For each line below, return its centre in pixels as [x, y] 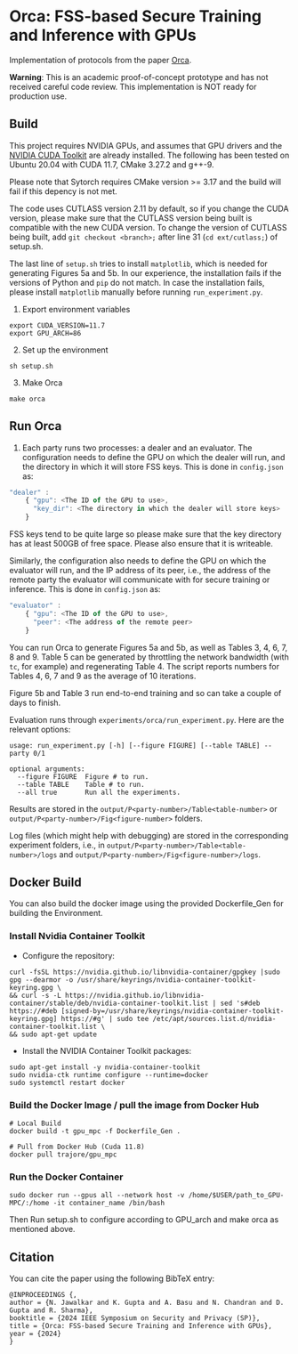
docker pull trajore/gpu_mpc [63, 1155]
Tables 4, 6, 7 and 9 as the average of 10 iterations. [103, 676]
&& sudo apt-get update [53, 1034]
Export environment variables [76, 309]
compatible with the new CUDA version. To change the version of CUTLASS [148, 227]
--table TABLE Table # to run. [81, 784]
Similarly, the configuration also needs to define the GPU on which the [138, 561]
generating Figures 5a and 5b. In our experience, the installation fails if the [145, 272]
